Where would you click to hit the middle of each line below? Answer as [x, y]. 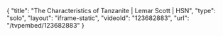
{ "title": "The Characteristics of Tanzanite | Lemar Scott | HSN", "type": [111, 11]
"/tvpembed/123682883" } [45, 25]
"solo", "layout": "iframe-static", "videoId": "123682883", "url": [98, 18]
